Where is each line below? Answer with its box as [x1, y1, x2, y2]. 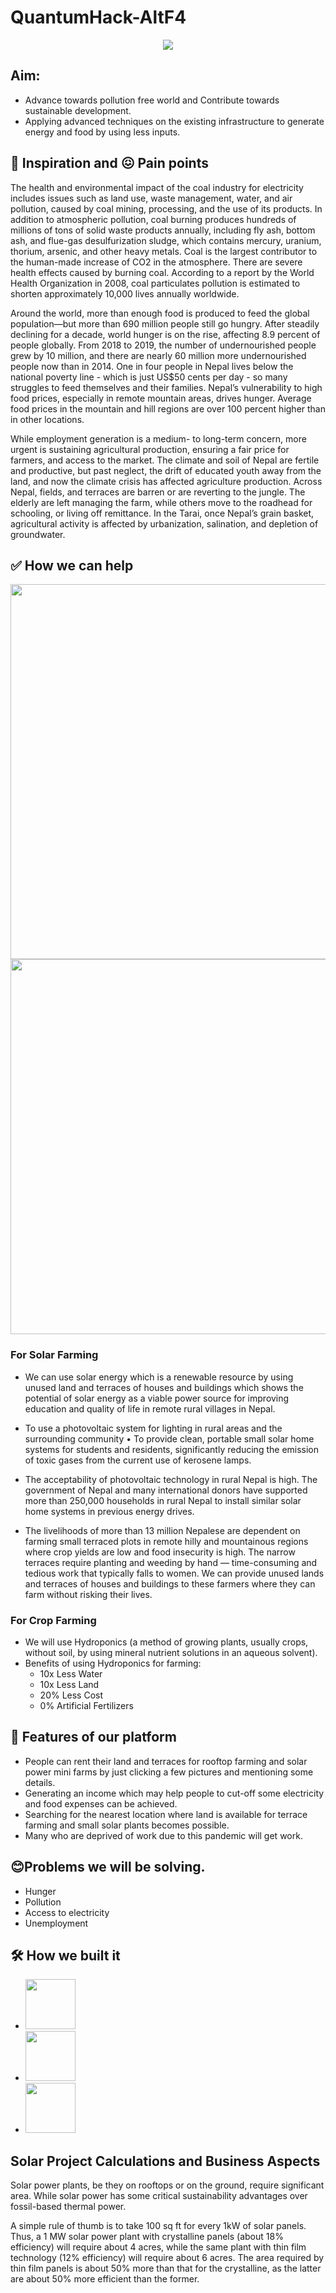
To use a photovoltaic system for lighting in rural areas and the [24, 1422, 283, 1434]
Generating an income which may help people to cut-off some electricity [24, 1787, 325, 1799]
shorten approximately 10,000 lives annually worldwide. [10, 287, 240, 300]
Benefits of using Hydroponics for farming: [24, 1657, 202, 1669]
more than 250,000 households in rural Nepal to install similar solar [24, 1494, 302, 1506]
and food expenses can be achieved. [24, 1797, 178, 1810]
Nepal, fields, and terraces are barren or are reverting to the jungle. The [10, 486, 306, 498]
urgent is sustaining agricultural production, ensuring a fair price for [10, 443, 290, 455]
